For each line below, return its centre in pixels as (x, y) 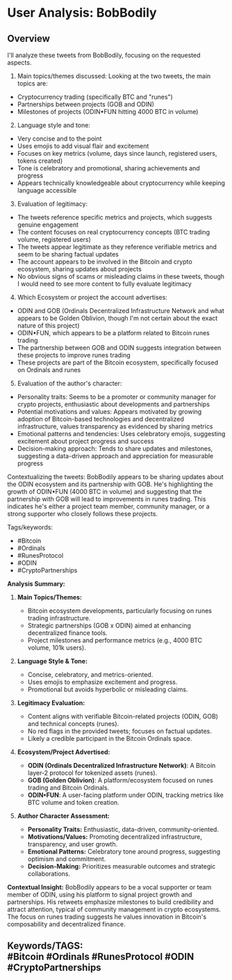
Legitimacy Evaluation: (51, 703)
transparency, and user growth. (73, 844)
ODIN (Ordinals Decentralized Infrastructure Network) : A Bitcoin (122, 765)
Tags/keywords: (30, 527)
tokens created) (40, 161)
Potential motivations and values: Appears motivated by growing (109, 411)
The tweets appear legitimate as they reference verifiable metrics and (117, 247)
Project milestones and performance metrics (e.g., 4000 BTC (115, 640)
